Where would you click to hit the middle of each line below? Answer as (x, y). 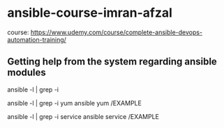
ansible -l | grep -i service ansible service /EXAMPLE (83, 116)
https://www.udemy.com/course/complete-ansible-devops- (117, 32)
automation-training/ (37, 39)
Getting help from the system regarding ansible (112, 62)
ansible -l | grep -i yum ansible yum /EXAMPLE (74, 103)
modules (27, 72)
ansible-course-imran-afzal (90, 13)
